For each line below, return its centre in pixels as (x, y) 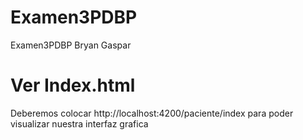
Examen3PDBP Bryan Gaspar (71, 45)
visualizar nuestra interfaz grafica (79, 123)
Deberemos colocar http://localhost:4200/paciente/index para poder (152, 113)
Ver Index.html (73, 85)
